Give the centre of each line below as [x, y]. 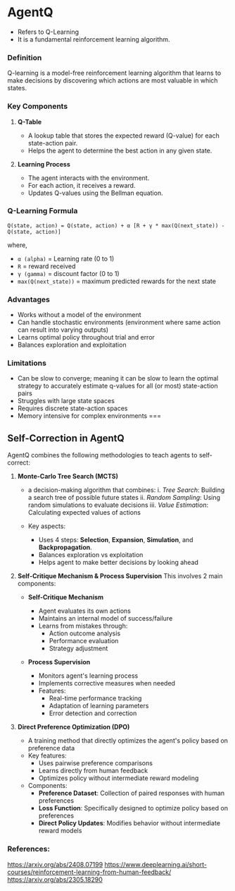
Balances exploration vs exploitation [91, 555]
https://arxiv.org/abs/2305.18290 [55, 879]
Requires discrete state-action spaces [72, 408]
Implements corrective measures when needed [107, 683]
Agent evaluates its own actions [85, 611]
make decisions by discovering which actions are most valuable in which [113, 80]
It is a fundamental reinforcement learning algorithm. [94, 39]
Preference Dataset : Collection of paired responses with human [132, 793]
